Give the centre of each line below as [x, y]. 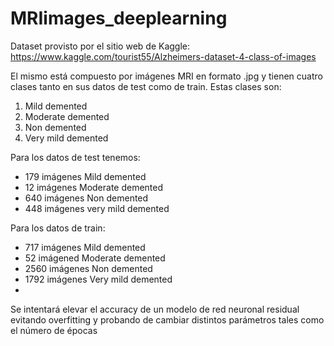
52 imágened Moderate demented [95, 258]
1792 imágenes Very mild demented [98, 279]
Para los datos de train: [58, 228]
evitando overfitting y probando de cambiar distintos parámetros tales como [167, 319]
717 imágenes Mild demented [85, 247]
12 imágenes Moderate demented [94, 187]
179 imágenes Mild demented [85, 176]
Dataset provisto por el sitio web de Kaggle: [100, 46]
